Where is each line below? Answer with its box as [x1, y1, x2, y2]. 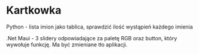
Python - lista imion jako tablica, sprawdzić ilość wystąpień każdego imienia [6, 23, 193, 30]
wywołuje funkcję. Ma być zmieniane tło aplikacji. [6, 41, 128, 48]
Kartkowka [6, 4, 62, 17]
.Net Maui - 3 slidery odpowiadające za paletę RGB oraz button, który [6, 34, 177, 42]
